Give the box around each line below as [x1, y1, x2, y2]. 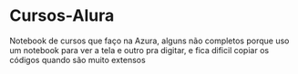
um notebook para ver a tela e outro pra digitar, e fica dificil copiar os [9, 44, 270, 55]
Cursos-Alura [9, 5, 115, 26]
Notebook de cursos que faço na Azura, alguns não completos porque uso [9, 35, 290, 46]
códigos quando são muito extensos [9, 54, 146, 65]
